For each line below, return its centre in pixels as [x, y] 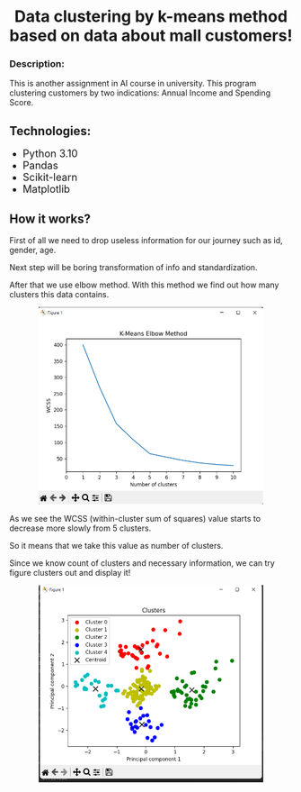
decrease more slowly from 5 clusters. [80, 528]
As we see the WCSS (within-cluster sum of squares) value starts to [135, 519]
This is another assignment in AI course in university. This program [133, 84]
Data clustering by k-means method [151, 17]
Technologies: [50, 131]
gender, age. [33, 250]
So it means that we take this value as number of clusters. [116, 546]
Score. [22, 103]
